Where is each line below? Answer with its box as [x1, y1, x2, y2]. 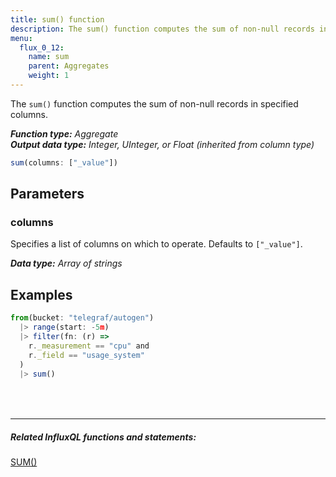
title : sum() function [10, 14, 105, 25]
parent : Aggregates [28, 61, 110, 71]
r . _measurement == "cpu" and [28, 341, 150, 351]
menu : [10, 33, 33, 43]
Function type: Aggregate [10, 127, 119, 140]
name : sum [28, 52, 70, 62]
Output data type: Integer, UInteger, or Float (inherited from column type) [10, 138, 315, 150]
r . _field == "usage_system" [28, 350, 145, 360]
